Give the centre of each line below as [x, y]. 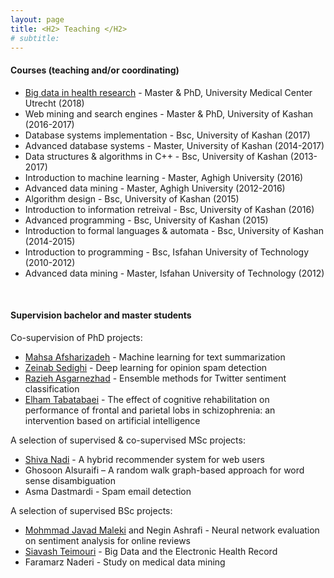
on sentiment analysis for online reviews [107, 540]
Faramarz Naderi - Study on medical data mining [125, 562]
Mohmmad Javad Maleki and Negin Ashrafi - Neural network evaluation [172, 530]
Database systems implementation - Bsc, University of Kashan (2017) [167, 135]
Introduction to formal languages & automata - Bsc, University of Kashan [174, 230]
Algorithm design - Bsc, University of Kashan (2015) [132, 198]
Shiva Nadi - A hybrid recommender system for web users [144, 459]
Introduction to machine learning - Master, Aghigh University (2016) [164, 177]
